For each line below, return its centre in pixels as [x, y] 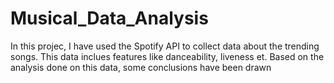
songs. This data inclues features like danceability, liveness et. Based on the [167, 56]
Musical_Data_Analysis [109, 18]
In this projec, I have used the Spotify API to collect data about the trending [165, 46]
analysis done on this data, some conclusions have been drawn [141, 67]
